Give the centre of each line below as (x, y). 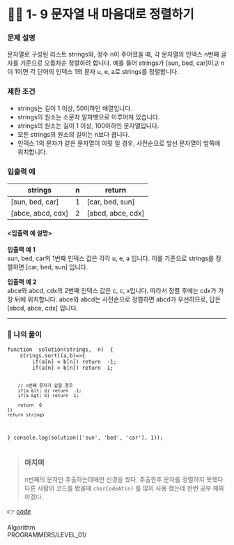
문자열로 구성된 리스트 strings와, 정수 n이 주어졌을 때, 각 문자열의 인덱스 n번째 (113, 54)
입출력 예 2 (22, 282)
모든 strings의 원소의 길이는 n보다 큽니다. (73, 134)
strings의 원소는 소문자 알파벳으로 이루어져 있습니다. (88, 117)
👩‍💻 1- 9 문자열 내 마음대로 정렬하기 (101, 14)
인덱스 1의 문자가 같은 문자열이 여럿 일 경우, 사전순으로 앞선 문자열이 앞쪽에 (119, 143)
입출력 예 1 (22, 250)
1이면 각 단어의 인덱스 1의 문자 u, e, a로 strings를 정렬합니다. (96, 72)
